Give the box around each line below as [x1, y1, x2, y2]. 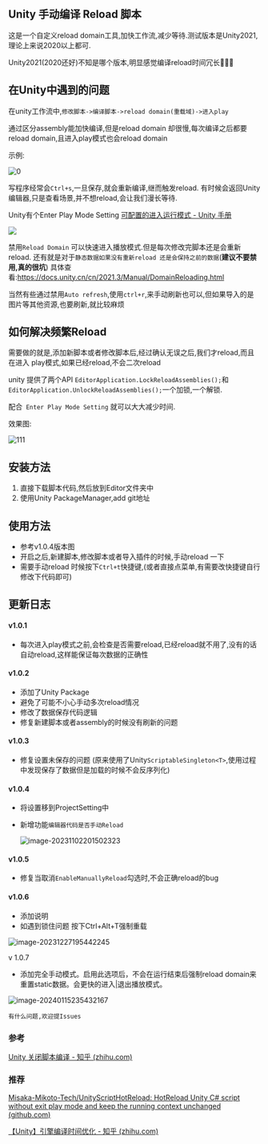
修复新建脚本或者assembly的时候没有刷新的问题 [19, 717, 178, 727]
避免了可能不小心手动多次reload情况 [19, 697, 140, 706]
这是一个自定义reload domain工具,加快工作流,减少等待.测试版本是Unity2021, [8, 31, 258, 40]
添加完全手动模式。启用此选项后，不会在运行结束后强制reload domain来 [19, 969, 258, 979]
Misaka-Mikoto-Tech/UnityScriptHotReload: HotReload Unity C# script [8, 1093, 240, 1102]
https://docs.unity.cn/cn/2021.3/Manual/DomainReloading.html [17, 272, 225, 282]
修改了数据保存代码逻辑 [19, 707, 98, 717]
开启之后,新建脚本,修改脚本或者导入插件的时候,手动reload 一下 [19, 552, 225, 562]
